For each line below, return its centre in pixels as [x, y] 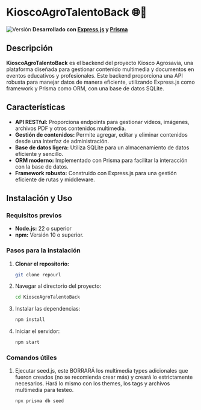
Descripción [29, 48]
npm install [30, 320]
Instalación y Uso [39, 198]
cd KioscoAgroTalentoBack [47, 297]
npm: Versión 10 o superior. [49, 235]
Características [36, 107]
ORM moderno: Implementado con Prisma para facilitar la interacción [101, 160]
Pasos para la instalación [44, 250]
